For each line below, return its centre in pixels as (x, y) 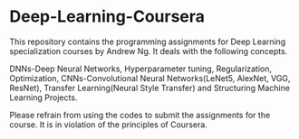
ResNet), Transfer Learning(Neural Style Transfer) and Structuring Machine (149, 88)
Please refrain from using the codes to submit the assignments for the (140, 115)
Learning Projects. (43, 97)
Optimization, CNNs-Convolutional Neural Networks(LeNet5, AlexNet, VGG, (150, 78)
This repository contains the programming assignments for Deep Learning (148, 42)
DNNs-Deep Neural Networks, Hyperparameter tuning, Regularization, (141, 69)
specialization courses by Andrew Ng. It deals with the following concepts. (149, 51)
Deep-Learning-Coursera (107, 17)
